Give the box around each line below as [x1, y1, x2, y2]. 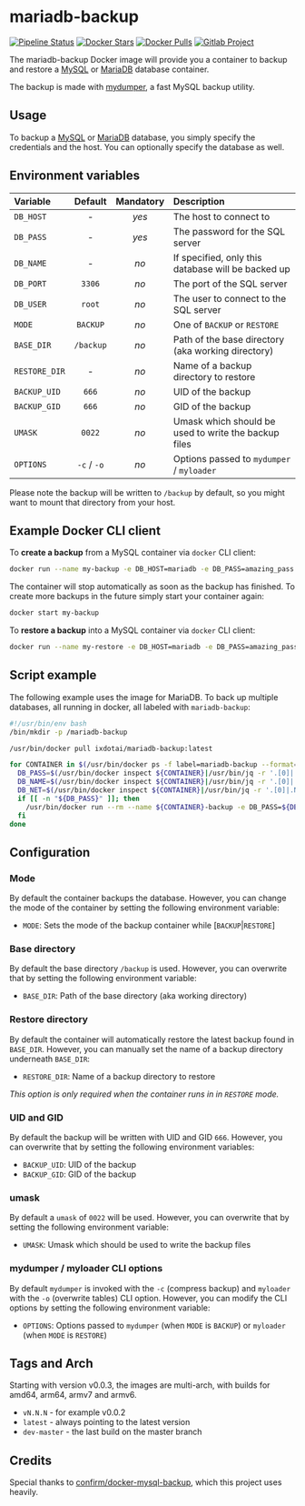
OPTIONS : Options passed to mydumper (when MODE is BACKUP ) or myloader [22, 1320, 286, 1330]
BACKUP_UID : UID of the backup [22, 1160, 137, 1170]
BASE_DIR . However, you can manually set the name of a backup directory [9, 1043, 283, 1054]
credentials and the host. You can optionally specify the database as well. [9, 141, 285, 152]
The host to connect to [172, 210, 271, 223]
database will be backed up [172, 262, 290, 275]
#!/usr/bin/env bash [9, 718, 88, 728]
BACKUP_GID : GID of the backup [22, 1169, 137, 1180]
